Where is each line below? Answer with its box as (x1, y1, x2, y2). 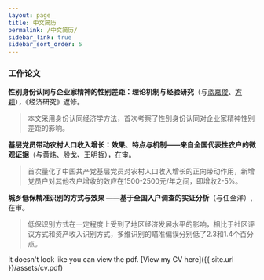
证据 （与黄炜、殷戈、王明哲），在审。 (14, 150, 136, 159)
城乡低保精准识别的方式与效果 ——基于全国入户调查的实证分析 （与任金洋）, (8, 193, 253, 202)
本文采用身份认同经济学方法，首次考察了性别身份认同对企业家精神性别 (27, 114, 255, 123)
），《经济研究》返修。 (15, 97, 84, 107)
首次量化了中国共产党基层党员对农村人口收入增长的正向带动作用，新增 (27, 166, 255, 176)
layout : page (8, 11, 51, 20)
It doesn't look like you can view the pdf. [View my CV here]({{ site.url (8, 255, 234, 264)
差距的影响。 (27, 123, 69, 133)
